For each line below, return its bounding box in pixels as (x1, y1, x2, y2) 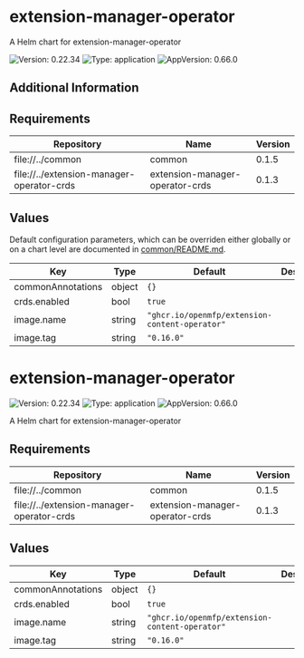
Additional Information (9, 80, 139, 96)
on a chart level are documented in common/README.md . (9, 243, 226, 255)
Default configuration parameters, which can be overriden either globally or (9, 234, 291, 245)
